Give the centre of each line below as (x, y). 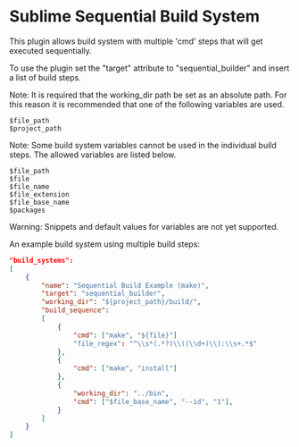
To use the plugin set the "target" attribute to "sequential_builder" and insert (149, 68)
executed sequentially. (50, 50)
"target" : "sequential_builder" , (104, 294)
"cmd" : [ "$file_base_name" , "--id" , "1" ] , (153, 401)
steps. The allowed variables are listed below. (93, 155)
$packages (28, 210)
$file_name (29, 186)
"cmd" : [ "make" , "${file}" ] (125, 335)
